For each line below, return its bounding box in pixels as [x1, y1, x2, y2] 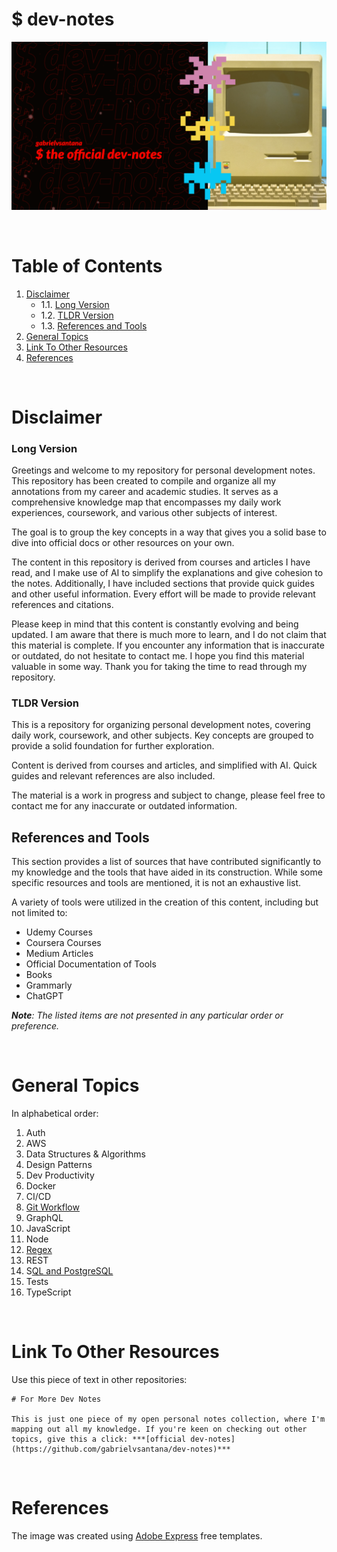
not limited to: [11, 907, 68, 919]
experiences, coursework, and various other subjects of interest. [11, 507, 278, 519]
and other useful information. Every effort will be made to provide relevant [11, 588, 316, 600]
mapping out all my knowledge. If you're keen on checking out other [11, 1424, 308, 1435]
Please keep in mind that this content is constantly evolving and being [11, 618, 299, 630]
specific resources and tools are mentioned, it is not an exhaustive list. [11, 877, 302, 889]
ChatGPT [25, 990, 64, 1002]
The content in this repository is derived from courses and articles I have [11, 556, 311, 568]
